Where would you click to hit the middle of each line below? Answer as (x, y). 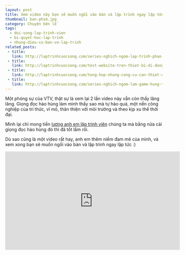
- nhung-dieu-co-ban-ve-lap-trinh (45, 42)
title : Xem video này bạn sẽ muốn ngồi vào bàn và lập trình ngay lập (80, 14)
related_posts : (21, 47)
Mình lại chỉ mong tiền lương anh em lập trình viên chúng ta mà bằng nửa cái (84, 124)
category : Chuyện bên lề (31, 24)
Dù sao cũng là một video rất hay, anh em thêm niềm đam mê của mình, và (82, 139)
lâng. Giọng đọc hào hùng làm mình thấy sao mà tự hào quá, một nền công (82, 103)
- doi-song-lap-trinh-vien (38, 33)
